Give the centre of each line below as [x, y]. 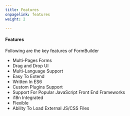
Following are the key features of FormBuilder [52, 50]
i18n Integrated [28, 97]
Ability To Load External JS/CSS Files [51, 108]
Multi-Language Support [38, 71]
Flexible [20, 102]
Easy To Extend [28, 76]
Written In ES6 [27, 81]
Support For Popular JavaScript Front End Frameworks [69, 92]
